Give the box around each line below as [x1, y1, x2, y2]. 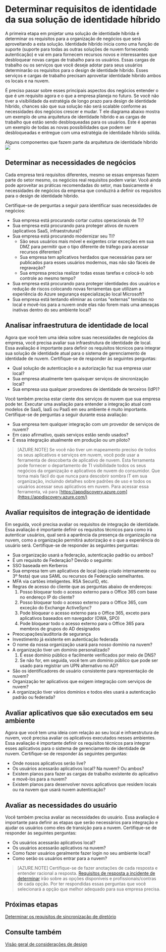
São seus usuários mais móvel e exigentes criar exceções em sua [19, 238, 154, 244]
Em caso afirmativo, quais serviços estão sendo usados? [12, 431, 129, 437]
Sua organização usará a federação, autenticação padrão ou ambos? [12, 552, 154, 558]
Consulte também [5, 928, 62, 937]
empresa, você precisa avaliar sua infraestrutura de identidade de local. [5, 340, 152, 346]
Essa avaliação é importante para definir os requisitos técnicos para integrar [5, 345, 161, 351]
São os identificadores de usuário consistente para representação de [12, 668, 154, 674]
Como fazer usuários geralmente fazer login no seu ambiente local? [12, 850, 151, 856]
